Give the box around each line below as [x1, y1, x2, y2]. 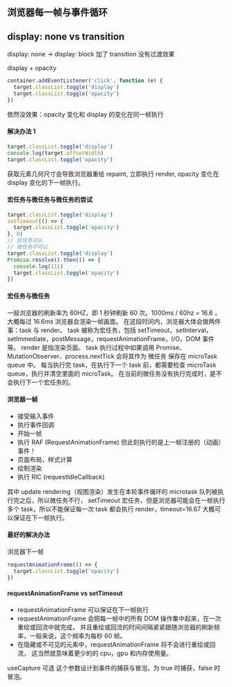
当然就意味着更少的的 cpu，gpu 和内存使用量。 [37, 649, 172, 657]
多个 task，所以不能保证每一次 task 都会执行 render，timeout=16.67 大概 [7, 504, 215, 513]
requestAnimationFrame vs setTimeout [7, 589, 123, 597]
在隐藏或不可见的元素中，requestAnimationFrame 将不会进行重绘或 [17, 640, 210, 648]
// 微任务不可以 [7, 244, 48, 251]
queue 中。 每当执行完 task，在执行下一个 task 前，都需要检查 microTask [7, 361, 217, 369]
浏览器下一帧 [7, 547, 44, 556]
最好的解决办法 [7, 531, 50, 539]
